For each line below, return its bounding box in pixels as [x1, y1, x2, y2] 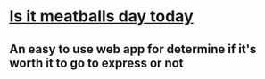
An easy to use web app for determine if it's [9, 42, 257, 57]
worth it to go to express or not [9, 55, 184, 70]
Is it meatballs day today [9, 6, 194, 27]
